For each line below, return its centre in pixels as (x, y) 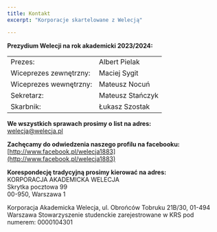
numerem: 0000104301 (40, 222)
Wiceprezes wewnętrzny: (52, 84)
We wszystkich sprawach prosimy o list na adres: (79, 123)
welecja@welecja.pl (35, 131)
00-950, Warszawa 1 (36, 194)
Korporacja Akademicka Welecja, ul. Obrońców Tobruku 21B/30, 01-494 (109, 207)
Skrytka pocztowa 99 (37, 187)
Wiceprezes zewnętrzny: (50, 73)
